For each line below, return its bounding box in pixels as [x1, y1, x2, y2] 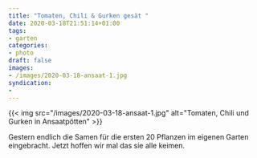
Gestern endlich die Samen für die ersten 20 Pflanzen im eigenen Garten [8, 132, 249, 142]
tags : [8, 26, 27, 34]
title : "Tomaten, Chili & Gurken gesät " [8, 11, 149, 20]
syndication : [8, 79, 52, 87]
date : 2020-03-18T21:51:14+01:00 [8, 19, 120, 27]
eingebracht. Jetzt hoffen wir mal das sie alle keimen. [8, 141, 186, 151]
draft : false [8, 57, 52, 65]
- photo [8, 49, 35, 57]
